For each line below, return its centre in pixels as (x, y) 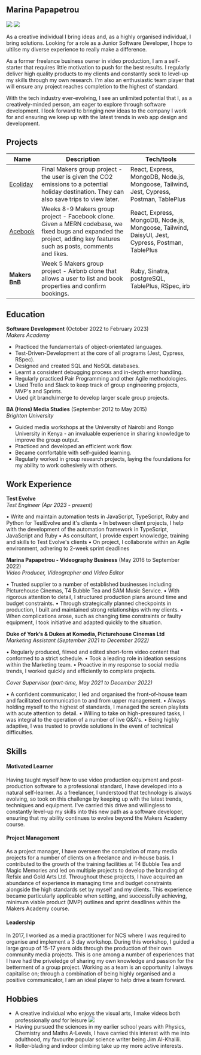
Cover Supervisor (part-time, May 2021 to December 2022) (79, 683)
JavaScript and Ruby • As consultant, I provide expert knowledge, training (98, 536)
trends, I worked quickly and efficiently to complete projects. (81, 671)
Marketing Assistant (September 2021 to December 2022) (78, 640)
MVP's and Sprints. (39, 391)
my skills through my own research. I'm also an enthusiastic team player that (100, 80)
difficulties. (20, 732)
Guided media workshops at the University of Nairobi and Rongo (94, 427)
